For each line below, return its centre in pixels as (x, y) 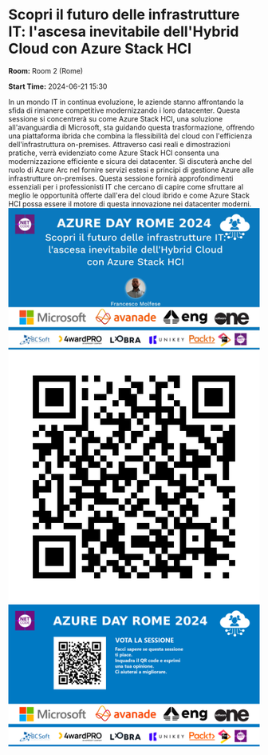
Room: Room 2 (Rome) (46, 70)
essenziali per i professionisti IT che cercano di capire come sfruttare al (126, 186)
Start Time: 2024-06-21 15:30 (58, 86)
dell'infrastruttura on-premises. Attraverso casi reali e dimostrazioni (120, 144)
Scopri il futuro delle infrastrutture (124, 15)
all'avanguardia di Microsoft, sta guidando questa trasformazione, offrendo (132, 127)
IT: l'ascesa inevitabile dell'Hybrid (124, 32)
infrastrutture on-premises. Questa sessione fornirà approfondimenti (121, 178)
